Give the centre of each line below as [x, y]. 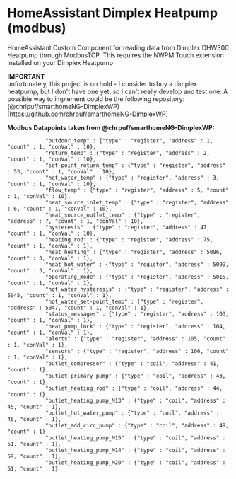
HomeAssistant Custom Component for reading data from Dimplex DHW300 [118, 47]
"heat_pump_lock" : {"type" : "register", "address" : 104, [135, 326]
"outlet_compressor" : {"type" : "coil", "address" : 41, [132, 363]
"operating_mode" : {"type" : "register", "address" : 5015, [137, 277]
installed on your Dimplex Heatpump [60, 62]
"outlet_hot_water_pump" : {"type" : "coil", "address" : [132, 413]
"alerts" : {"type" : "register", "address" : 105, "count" [135, 339]
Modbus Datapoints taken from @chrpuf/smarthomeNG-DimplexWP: [111, 127]
